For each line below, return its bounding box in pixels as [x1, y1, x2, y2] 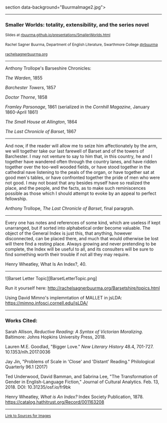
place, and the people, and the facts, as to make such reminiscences [5, 185, 146, 191]
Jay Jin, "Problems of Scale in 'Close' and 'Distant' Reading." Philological [5, 358, 155, 364]
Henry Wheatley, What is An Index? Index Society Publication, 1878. [5, 394, 144, 400]
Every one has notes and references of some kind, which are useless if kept [5, 220, 161, 226]
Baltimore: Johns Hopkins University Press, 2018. [5, 334, 106, 340]
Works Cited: [5, 317, 38, 324]
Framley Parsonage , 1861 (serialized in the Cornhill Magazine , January [5, 104, 150, 110]
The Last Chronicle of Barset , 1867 [5, 129, 77, 135]
